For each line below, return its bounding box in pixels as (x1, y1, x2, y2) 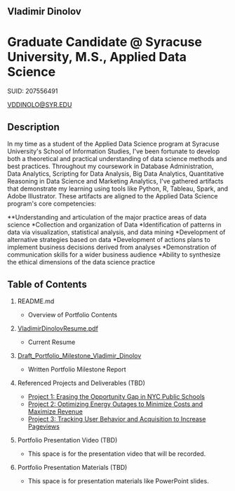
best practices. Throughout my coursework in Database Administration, (7, 162, 214, 171)
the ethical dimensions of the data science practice (7, 258, 156, 267)
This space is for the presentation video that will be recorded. (27, 449, 206, 458)
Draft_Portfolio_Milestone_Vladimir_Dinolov (17, 351, 142, 359)
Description (7, 121, 60, 133)
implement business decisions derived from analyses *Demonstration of (7, 243, 217, 252)
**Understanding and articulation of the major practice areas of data (7, 213, 207, 222)
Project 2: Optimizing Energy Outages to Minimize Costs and (27, 400, 203, 408)
